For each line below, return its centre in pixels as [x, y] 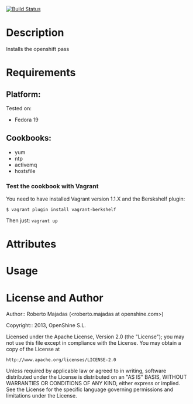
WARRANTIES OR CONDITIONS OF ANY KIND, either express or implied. [93, 383]
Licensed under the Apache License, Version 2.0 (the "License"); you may [95, 337]
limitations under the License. [42, 396]
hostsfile [25, 171]
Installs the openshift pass [38, 49]
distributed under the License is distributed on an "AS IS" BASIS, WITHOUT [96, 377]
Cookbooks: [29, 138]
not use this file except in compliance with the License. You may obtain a [94, 343]
